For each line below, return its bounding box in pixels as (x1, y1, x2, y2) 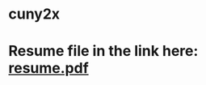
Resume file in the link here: (8, 42, 199, 61)
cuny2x (8, 5, 61, 23)
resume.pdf (8, 59, 89, 78)
